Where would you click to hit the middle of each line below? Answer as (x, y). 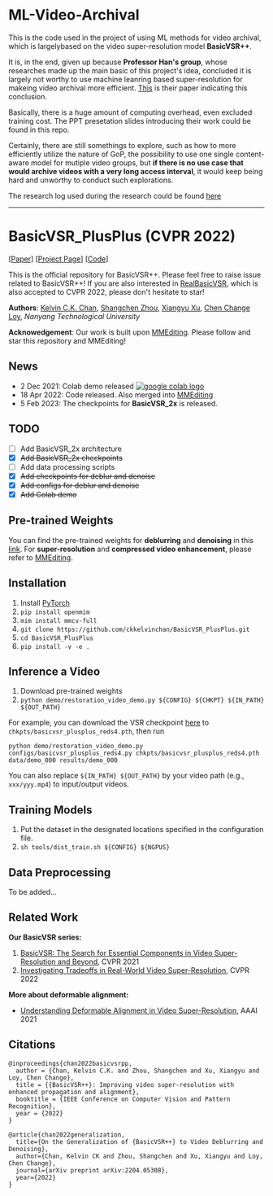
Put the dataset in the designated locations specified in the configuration (142, 830)
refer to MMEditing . (41, 557)
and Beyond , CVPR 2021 (98, 962)
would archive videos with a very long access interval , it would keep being (136, 171)
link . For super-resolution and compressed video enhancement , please (130, 549)
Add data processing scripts (67, 467)
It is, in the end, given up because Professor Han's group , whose (118, 62)
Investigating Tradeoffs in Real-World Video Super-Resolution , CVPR (134, 970)
